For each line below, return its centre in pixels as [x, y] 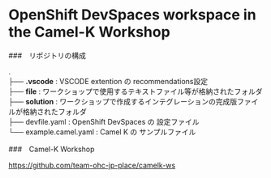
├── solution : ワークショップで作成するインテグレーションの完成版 [123, 101]
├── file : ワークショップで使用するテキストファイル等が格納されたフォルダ [135, 91]
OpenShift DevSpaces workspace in [133, 15]
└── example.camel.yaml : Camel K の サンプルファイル [102, 132]
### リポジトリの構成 [47, 55]
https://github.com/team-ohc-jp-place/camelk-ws [92, 165]
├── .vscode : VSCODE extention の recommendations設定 [108, 81]
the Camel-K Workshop [89, 32]
